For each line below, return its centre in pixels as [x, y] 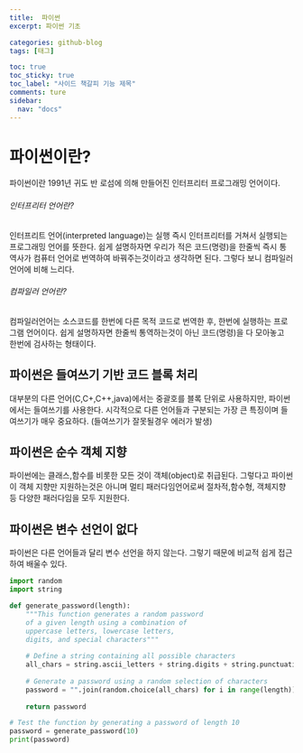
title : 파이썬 [35, 18]
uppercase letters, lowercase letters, [101, 631]
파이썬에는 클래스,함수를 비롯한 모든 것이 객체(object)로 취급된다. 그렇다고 [139, 476]
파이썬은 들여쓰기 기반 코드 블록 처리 [104, 375]
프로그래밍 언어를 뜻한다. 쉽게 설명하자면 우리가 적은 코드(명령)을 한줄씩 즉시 [143, 246]
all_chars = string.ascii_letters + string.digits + [127, 665]
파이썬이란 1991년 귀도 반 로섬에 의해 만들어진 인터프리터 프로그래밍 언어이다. [145, 183]
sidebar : [26, 100]
